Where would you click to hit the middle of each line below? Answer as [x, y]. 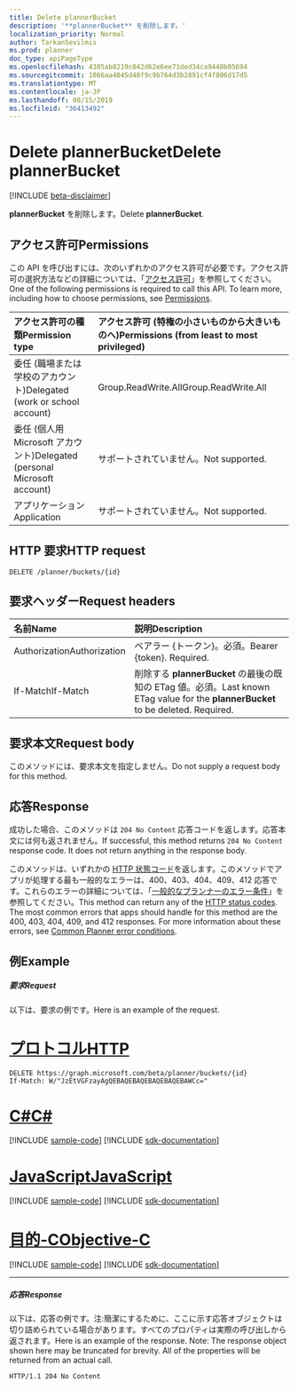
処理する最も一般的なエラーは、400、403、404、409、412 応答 [151, 880]
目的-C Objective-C [80, 1239]
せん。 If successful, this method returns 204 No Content [181, 841]
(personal [34, 467]
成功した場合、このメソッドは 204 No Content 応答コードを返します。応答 [144, 829]
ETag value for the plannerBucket [205, 698]
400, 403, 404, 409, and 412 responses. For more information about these [145, 922]
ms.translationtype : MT [53, 83]
